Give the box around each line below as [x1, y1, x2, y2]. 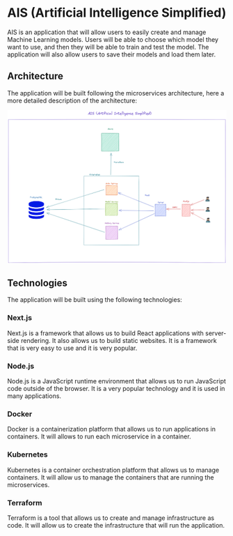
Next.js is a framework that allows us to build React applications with [7, 329, 204, 337]
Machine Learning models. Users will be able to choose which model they [7, 35, 219, 43]
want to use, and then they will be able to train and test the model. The [7, 43, 209, 51]
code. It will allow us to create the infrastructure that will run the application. [7, 521, 225, 529]
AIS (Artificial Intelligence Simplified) [7, 5, 227, 21]
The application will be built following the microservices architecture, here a [7, 89, 225, 97]
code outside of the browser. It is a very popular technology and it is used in [7, 385, 225, 393]
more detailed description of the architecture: [7, 96, 138, 105]
